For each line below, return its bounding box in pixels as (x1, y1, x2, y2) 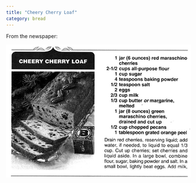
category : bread (6, 15, 46, 22)
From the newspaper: (6, 32, 58, 39)
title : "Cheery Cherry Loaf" (6, 9, 77, 15)
